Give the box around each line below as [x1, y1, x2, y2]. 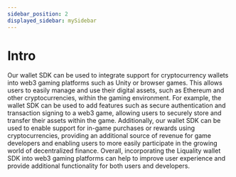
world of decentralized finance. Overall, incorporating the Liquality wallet [7, 146, 221, 155]
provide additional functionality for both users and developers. [7, 161, 191, 171]
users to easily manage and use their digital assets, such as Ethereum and [7, 86, 225, 95]
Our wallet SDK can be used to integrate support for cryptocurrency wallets [7, 71, 229, 80]
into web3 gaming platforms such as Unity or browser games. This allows [7, 79, 222, 87]
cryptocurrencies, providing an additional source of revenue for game [7, 132, 212, 140]
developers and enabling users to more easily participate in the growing [7, 139, 218, 148]
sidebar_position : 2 [7, 10, 69, 18]
